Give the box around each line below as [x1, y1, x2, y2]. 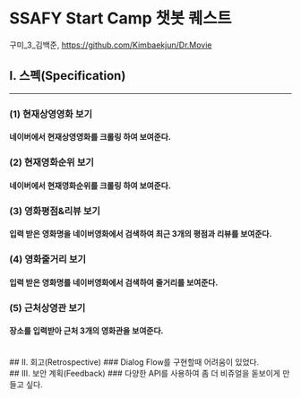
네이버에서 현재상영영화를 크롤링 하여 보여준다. [9, 132, 172, 143]
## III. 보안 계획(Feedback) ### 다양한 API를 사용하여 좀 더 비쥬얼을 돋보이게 [9, 368, 280, 378]
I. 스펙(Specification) [9, 68, 126, 83]
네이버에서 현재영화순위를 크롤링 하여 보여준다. [9, 180, 172, 191]
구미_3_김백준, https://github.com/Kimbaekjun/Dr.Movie [9, 39, 212, 50]
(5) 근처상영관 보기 [9, 301, 86, 314]
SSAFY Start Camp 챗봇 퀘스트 [9, 8, 232, 29]
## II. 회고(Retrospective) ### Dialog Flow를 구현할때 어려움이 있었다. [9, 356, 260, 368]
